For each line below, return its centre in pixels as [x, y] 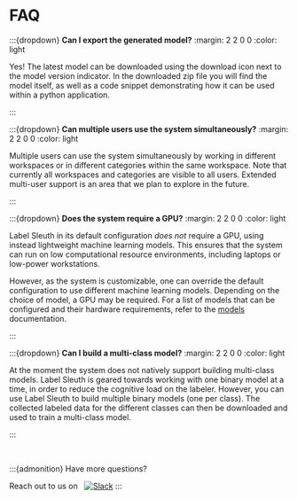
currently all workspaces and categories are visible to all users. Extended [143, 175]
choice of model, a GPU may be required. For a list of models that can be [142, 300]
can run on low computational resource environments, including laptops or [145, 254]
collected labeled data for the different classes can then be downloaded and [148, 408]
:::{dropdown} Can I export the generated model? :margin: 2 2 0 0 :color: [143, 40]
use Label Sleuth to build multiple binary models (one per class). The [135, 398]
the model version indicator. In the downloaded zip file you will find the [138, 75]
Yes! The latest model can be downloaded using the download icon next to [145, 66]
